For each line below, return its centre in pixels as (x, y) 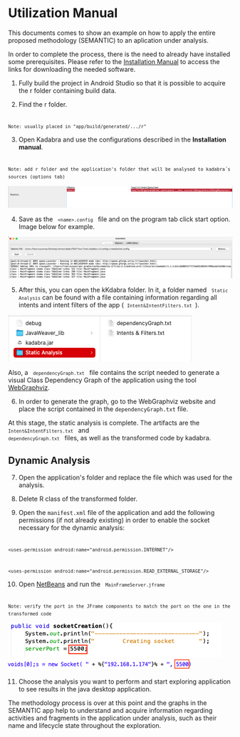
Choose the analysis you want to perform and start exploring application (124, 682)
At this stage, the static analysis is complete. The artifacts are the (104, 423)
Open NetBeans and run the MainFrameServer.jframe (92, 584)
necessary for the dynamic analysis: (72, 528)
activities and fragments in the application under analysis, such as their (113, 718)
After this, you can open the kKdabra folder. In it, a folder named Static (123, 290)
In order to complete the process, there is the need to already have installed (119, 54)
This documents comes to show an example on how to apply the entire (112, 33)
